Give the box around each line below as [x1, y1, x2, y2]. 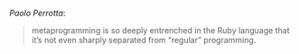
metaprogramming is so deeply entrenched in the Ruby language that [31, 25, 290, 35]
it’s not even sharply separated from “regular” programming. [31, 35, 257, 45]
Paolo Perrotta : [9, 8, 66, 18]
